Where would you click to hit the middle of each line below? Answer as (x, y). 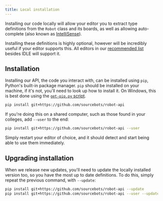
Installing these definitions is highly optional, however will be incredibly (76, 43)
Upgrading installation (39, 158)
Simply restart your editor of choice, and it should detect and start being (77, 138)
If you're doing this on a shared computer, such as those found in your (75, 114)
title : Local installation (32, 9)
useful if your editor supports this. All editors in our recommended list (74, 48)
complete (15, 34)
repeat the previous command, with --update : (50, 180)
